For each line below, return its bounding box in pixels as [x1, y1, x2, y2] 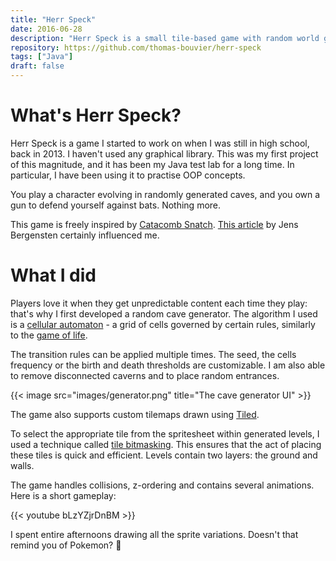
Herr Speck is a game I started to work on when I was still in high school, [10, 137, 310, 149]
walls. [10, 459, 35, 471]
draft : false [10, 61, 65, 71]
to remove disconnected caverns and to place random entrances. [10, 369, 280, 381]
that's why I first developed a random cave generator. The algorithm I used [10, 307, 318, 320]
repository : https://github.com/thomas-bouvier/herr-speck [10, 42, 262, 53]
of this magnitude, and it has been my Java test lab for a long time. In [10, 158, 295, 170]
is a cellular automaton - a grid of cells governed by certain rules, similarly [10, 318, 316, 330]
